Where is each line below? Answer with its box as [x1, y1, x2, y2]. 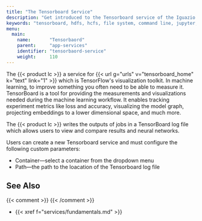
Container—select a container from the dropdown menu [14, 156, 154, 164]
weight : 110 [17, 54, 58, 60]
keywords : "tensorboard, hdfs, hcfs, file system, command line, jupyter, [6, 20, 198, 26]
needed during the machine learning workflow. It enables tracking [6, 96, 170, 103]
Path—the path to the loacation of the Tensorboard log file [14, 163, 160, 170]
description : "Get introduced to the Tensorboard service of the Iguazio [6, 14, 196, 21]
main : [11, 31, 26, 37]
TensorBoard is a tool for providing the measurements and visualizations [6, 89, 186, 97]
